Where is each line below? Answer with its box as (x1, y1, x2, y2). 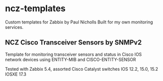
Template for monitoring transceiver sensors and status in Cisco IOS (5, 51, 142, 57)
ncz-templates (5, 3, 66, 14)
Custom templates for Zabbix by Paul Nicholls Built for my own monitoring (5, 19, 153, 25)
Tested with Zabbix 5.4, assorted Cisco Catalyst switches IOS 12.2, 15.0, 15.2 (5, 66, 158, 72)
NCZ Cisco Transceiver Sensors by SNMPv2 (5, 39, 142, 47)
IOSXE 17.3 (5, 71, 27, 77)
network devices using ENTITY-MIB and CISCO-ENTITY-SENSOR (5, 57, 136, 62)
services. (5, 24, 23, 30)
